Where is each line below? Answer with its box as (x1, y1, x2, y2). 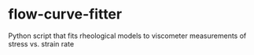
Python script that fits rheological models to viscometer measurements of (8, 31, 247, 40)
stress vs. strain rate (8, 39, 75, 48)
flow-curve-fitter (8, 5, 123, 23)
